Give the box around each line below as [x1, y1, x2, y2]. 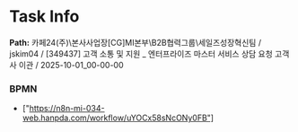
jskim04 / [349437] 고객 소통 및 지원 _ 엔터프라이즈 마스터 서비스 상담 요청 [9, 48, 274, 59]
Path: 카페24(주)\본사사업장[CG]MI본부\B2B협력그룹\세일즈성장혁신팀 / [9, 37, 262, 48]
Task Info [9, 6, 80, 27]
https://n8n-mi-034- [29, 103, 105, 114]
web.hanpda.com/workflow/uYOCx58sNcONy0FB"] [22, 112, 214, 123]
